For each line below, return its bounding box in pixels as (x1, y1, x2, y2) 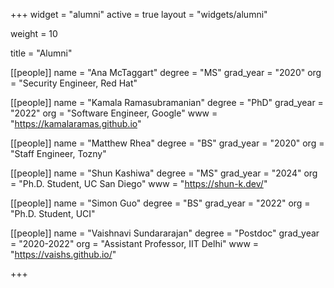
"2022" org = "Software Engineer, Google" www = (10, 107, 218, 119)
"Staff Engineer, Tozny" (10, 148, 107, 159)
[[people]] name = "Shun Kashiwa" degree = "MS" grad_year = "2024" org (10, 167, 318, 179)
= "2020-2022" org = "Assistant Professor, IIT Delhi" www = (10, 238, 260, 249)
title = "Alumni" (10, 47, 73, 59)
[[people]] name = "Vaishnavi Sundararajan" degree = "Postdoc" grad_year (10, 227, 320, 239)
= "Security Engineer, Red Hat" (10, 77, 138, 89)
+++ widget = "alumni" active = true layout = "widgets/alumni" (10, 9, 268, 20)
